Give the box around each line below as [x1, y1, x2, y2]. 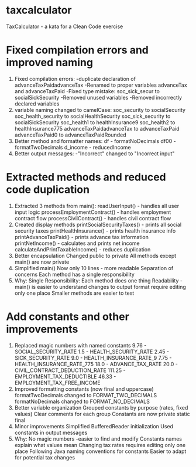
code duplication [6, 183, 90, 196]
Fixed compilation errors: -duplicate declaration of [14, 75, 136, 82]
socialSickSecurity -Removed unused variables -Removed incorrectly [14, 94, 183, 101]
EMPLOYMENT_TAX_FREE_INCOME [14, 379, 101, 386]
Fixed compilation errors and [6, 43, 149, 57]
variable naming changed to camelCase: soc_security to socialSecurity [14, 106, 186, 113]
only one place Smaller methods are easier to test [14, 289, 135, 296]
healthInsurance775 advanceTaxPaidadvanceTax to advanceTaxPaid [14, 125, 180, 132]
